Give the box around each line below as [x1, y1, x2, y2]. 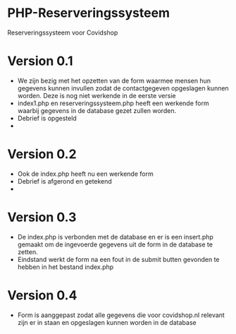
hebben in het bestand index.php [17, 263, 114, 271]
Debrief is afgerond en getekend [17, 177, 113, 185]
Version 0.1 [7, 53, 73, 69]
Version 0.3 [7, 210, 77, 225]
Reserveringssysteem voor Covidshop [7, 28, 118, 37]
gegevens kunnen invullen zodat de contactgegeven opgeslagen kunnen [17, 83, 229, 93]
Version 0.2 [7, 146, 77, 162]
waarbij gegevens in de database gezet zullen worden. [17, 106, 177, 114]
